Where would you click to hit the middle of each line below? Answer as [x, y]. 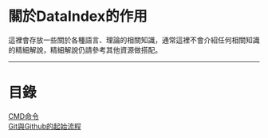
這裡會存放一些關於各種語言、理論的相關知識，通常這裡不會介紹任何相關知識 [134, 40]
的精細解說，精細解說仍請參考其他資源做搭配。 [85, 49]
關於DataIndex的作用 [78, 16]
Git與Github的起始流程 [45, 126]
